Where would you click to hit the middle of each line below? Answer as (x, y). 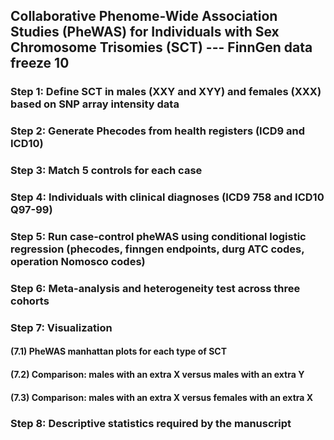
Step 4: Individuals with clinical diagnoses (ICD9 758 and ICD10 (167, 197)
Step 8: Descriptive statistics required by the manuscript (151, 423)
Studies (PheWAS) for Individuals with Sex (145, 32)
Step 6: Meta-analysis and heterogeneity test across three (155, 288)
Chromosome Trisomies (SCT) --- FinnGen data (161, 47)
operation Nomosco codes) (78, 261)
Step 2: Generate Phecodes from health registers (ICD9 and (158, 131)
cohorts (30, 301)
